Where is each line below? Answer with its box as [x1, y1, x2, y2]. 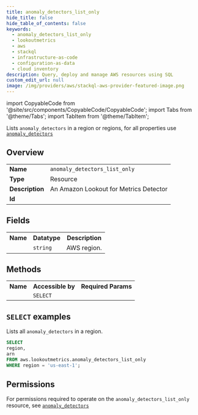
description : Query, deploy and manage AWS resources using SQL [6, 72, 174, 78]
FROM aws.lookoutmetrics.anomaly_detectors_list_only [6, 356, 147, 362]
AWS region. [66, 243, 102, 252]
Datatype [32, 233, 61, 242]
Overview [6, 147, 45, 158]
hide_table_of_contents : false [6, 20, 86, 26]
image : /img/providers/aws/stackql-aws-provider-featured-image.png [6, 83, 185, 89]
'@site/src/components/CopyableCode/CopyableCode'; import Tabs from [6, 106, 193, 113]
